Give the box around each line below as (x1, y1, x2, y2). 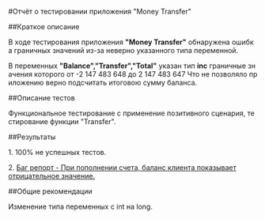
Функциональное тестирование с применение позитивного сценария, (8, 108, 246, 118)
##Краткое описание (8, 22, 80, 31)
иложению (8, 78, 44, 87)
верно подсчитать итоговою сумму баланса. (45, 78, 198, 87)
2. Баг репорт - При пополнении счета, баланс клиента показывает (8, 163, 237, 172)
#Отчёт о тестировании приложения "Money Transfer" (8, 7, 191, 16)
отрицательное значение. (8, 172, 96, 180)
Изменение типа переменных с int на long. (8, 202, 153, 211)
